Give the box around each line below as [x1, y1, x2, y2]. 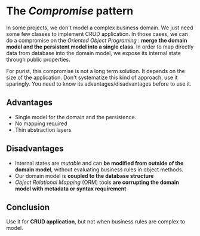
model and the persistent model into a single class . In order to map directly [6, 43, 194, 50]
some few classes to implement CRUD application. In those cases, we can [6, 30, 188, 37]
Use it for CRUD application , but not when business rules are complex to [6, 218, 186, 225]
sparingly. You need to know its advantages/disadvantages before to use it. [6, 80, 192, 87]
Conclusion [6, 202, 50, 212]
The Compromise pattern [6, 4, 134, 18]
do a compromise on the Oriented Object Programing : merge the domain [6, 37, 187, 44]
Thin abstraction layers [14, 126, 72, 133]
